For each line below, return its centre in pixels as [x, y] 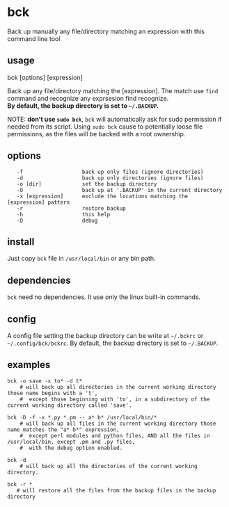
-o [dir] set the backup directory [87, 184]
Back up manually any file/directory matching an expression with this [106, 31]
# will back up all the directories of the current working [109, 466]
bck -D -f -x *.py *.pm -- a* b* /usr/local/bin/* [82, 417]
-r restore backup [71, 208]
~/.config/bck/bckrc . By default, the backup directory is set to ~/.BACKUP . [113, 343]
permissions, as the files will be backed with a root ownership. [96, 134]
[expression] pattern [39, 202]
